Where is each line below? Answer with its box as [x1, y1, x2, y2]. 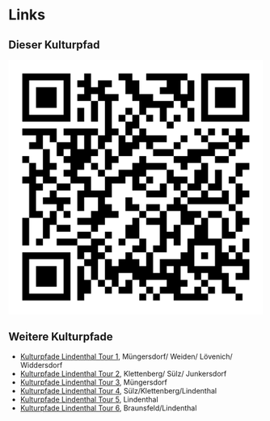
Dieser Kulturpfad [8, 38, 100, 52]
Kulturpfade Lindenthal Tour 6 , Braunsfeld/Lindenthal [19, 402, 197, 413]
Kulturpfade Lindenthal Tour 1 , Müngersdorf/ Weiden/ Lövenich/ [19, 352, 233, 361]
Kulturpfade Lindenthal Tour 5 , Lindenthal [19, 394, 159, 404]
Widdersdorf [19, 360, 63, 369]
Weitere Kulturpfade [8, 330, 113, 344]
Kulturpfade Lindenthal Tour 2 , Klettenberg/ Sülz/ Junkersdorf [19, 368, 227, 378]
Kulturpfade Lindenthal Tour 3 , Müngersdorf [19, 377, 168, 387]
